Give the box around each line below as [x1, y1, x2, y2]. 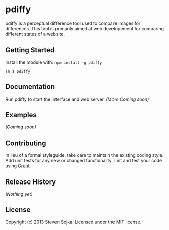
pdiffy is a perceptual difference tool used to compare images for [5, 20, 141, 26]
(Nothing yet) [5, 191, 33, 197]
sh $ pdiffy [5, 69, 30, 74]
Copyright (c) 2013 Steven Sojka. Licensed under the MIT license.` [5, 219, 143, 225]
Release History [5, 177, 57, 186]
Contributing [5, 139, 46, 147]
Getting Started [5, 45, 55, 54]
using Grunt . [5, 163, 31, 169]
